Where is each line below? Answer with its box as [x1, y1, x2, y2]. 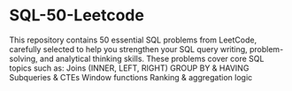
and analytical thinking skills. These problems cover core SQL [39, 53, 265, 64]
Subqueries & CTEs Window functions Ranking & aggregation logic [9, 72, 253, 82]
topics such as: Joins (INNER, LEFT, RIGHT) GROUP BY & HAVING [9, 63, 250, 73]
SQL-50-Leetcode [9, 5, 144, 26]
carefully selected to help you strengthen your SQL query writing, [9, 43, 248, 54]
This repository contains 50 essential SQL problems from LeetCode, [9, 34, 257, 45]
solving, [9, 53, 38, 64]
